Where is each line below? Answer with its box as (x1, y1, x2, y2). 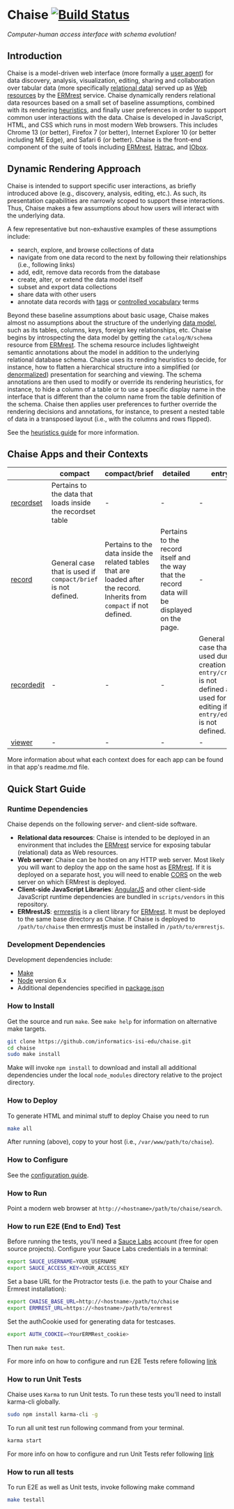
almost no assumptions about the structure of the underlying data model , (7, 318, 217, 327)
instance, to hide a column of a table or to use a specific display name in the (7, 385, 226, 393)
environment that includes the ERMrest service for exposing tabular (17, 841, 211, 850)
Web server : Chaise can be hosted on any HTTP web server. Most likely (17, 856, 225, 864)
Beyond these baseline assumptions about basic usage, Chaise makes (7, 311, 209, 319)
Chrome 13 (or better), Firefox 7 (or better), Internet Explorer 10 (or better (7, 128, 217, 136)
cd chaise (7, 1044, 36, 1052)
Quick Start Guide (7, 783, 86, 795)
